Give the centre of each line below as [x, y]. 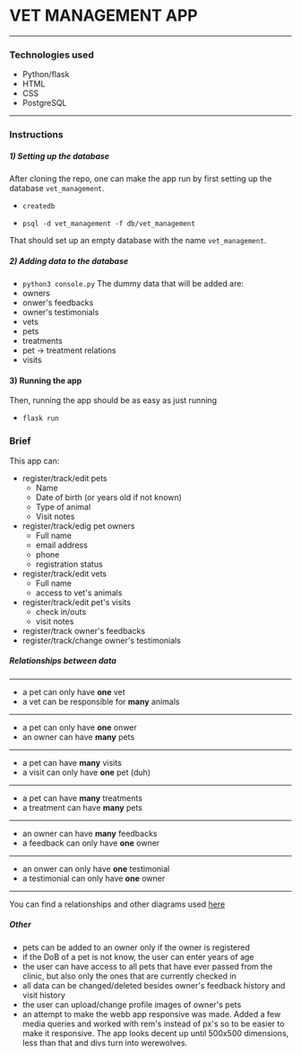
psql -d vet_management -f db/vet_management [108, 224]
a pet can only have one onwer [79, 727]
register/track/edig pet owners [78, 525]
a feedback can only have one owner [91, 843]
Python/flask [46, 75]
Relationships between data [63, 661]
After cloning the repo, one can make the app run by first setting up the [141, 179]
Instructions [37, 135]
